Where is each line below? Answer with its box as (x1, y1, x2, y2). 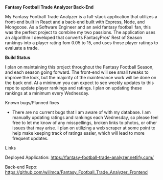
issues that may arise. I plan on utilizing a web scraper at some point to (12, 125, 156, 131)
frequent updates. (12, 135, 49, 141)
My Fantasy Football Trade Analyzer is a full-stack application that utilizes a (5, 14, 158, 19)
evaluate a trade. (5, 45, 39, 51)
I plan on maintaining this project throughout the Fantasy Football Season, (5, 64, 154, 70)
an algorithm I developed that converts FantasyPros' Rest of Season (5, 34, 142, 40)
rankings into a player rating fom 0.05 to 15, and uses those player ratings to (5, 40, 158, 46)
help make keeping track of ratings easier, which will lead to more (12, 130, 145, 136)
